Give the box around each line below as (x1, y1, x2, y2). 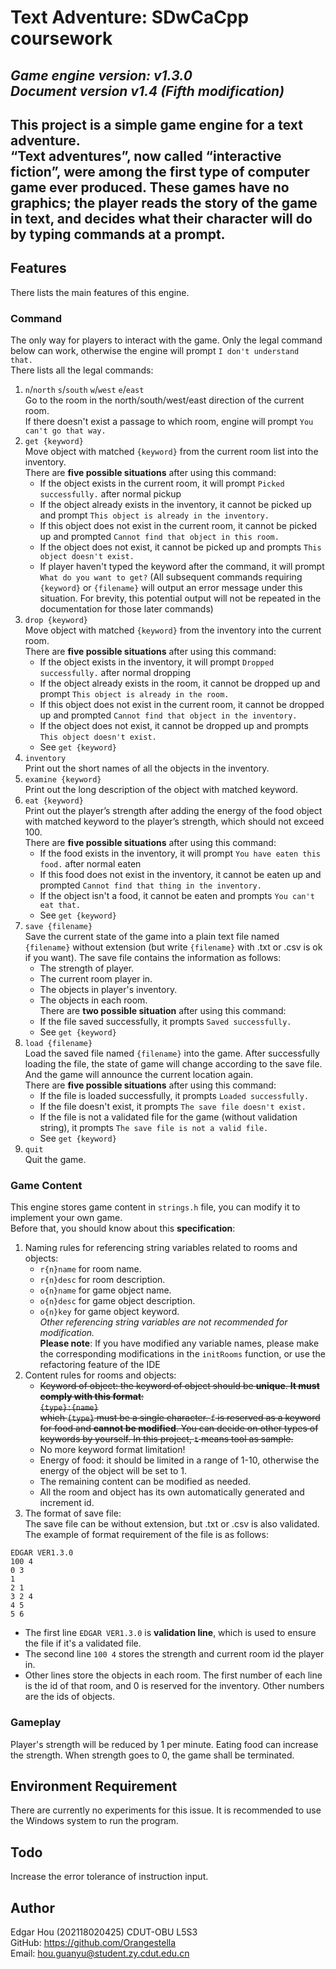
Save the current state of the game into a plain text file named (24, 931, 280, 943)
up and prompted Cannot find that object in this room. (39, 531, 280, 543)
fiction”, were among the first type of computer (10, 163, 310, 180)
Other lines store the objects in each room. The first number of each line (24, 1669, 323, 1681)
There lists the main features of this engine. (10, 286, 190, 298)
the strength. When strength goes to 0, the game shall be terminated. (10, 1749, 295, 1761)
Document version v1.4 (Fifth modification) (10, 82, 285, 100)
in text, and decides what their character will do (10, 210, 313, 227)
